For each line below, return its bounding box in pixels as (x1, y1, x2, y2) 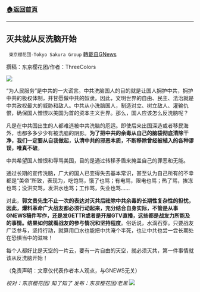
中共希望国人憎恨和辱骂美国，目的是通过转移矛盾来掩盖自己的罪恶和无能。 (6, 157, 189, 164)
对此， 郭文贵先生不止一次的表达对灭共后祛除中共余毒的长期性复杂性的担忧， (6, 197, 194, 205)
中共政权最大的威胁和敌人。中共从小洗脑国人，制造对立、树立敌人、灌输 (6, 102, 183, 109)
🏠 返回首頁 (6, 5, 38, 13)
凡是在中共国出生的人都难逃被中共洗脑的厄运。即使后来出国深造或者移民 (6, 122, 183, 129)
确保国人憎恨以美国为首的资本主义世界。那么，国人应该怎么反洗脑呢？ (16, 109, 189, 117)
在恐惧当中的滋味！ (6, 234, 54, 241)
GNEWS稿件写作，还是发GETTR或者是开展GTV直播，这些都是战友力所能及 (6, 212, 190, 219)
